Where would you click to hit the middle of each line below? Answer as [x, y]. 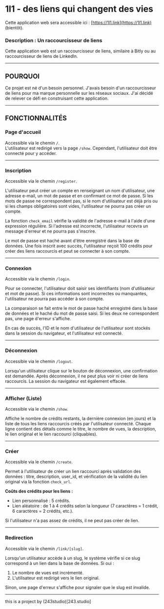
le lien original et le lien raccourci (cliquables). [51, 434]
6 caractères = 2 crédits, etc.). [43, 511]
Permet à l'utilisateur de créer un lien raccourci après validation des [73, 471]
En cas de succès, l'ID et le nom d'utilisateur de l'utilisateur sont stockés [78, 328]
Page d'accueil [23, 132]
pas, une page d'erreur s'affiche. [38, 319]
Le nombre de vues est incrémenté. [48, 572]
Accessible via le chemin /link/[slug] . [44, 548]
